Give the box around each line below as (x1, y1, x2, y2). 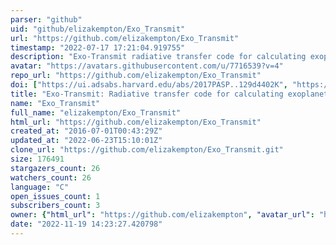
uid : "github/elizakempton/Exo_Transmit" (10, 24, 186, 34)
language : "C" (10, 182, 70, 192)
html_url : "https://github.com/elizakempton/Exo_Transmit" (10, 117, 262, 127)
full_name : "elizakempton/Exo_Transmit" (10, 107, 182, 118)
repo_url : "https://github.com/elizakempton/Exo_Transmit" (10, 71, 262, 81)
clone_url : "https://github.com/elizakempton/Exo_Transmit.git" (10, 145, 284, 155)
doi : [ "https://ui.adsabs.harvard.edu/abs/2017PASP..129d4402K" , (10, 80, 288, 90)
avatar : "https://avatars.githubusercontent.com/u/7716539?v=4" (10, 61, 284, 71)
